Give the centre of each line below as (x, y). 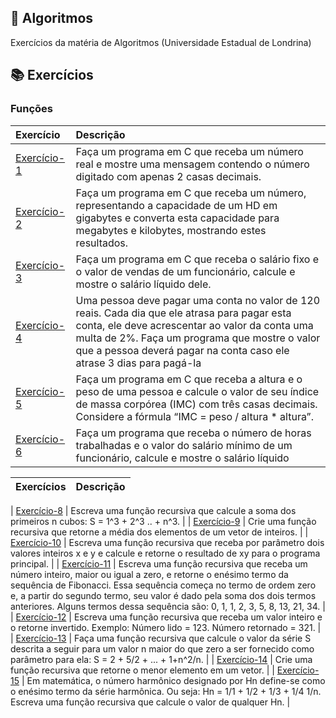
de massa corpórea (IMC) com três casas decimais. (196, 404)
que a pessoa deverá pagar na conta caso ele (182, 350)
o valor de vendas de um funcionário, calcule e (185, 271)
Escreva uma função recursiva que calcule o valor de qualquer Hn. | (150, 702)
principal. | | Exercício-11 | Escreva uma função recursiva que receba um (159, 563)
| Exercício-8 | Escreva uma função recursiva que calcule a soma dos (153, 510)
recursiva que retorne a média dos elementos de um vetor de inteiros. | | (159, 532)
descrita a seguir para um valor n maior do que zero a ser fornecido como (162, 648)
